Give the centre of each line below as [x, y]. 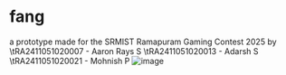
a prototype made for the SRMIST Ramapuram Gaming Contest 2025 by [143, 42]
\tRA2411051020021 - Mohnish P [70, 61]
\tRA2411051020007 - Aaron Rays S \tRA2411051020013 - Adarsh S [134, 51]
